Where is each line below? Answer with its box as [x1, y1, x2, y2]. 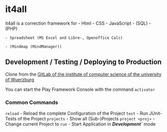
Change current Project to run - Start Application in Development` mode [5, 121, 156, 127]
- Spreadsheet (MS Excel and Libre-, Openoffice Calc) [5, 35, 123, 40]
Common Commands [5, 99, 59, 106]
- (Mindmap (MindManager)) [5, 44, 62, 49]
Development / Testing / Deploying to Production [5, 58, 162, 67]
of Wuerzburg [5, 77, 34, 83]
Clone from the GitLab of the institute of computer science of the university [5, 71, 161, 77]
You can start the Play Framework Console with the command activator [5, 86, 155, 92]
